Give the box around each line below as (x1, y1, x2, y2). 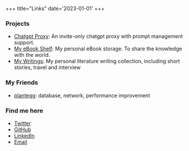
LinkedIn (13, 132, 35, 139)
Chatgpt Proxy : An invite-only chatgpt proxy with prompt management (13, 33, 183, 40)
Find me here (5, 107, 43, 115)
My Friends (5, 78, 38, 87)
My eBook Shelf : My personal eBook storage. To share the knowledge (13, 45, 182, 52)
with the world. (13, 52, 50, 59)
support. (13, 39, 35, 46)
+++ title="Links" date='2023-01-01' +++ (5, 5, 105, 12)
